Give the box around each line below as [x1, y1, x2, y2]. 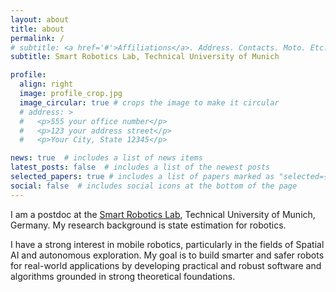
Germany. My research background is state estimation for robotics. [10, 219, 287, 231]
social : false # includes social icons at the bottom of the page [10, 181, 298, 191]
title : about [10, 24, 65, 34]
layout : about [10, 14, 70, 25]
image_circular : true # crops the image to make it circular [19, 97, 280, 108]
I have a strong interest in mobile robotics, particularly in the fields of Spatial [10, 238, 325, 250]
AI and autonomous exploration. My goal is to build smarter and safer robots [10, 249, 325, 261]
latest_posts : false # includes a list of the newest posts [10, 162, 271, 173]
